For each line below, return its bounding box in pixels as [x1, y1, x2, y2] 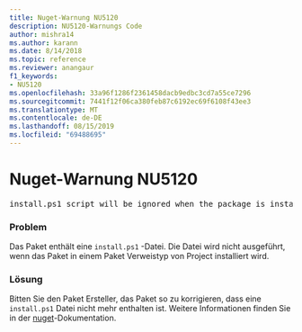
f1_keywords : [9, 72, 58, 81]
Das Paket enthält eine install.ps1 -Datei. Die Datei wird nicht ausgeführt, [9, 241, 286, 252]
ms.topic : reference [9, 55, 87, 64]
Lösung [9, 274, 43, 286]
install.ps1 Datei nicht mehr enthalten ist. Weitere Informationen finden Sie [9, 303, 291, 314]
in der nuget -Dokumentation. [9, 312, 117, 324]
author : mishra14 [9, 30, 75, 39]
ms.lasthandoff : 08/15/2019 [9, 122, 115, 131]
